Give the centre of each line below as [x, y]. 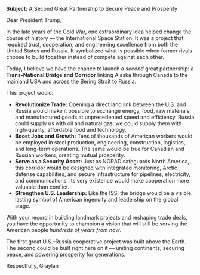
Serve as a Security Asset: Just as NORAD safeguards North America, [102, 161]
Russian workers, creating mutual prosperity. [70, 155]
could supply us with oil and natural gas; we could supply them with [98, 123]
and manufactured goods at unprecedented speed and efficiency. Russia [104, 117]
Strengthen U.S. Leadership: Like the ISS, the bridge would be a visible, [104, 193]
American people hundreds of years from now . [64, 230]
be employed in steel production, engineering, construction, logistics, [100, 142]
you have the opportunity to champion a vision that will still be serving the [97, 224]
